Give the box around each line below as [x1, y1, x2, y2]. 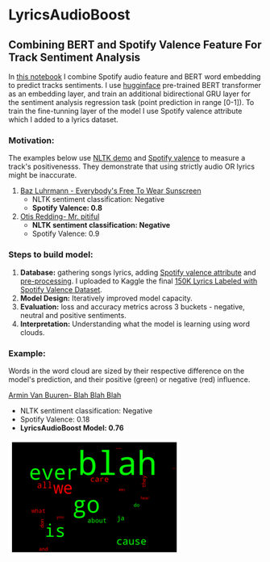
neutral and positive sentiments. [19, 310, 127, 320]
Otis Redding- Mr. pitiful [19, 212, 100, 221]
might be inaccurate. [8, 170, 77, 180]
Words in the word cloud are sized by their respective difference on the [8, 366, 245, 375]
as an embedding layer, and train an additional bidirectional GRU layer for [8, 89, 251, 99]
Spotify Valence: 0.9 [31, 229, 100, 239]
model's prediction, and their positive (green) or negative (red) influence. [8, 374, 251, 384]
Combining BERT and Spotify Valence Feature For [8, 38, 262, 52]
